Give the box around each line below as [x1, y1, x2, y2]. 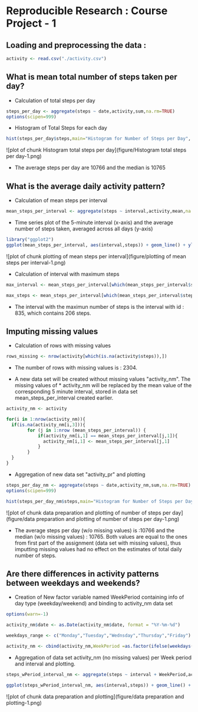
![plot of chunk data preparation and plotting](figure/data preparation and [6, 693, 184, 700]
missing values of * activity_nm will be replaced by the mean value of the [14, 382, 192, 389]
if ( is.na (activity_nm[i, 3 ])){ [11, 421, 85, 428]
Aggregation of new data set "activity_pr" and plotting [14, 470, 146, 478]
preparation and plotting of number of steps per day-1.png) [36, 515, 180, 522]
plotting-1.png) [6, 699, 42, 706]
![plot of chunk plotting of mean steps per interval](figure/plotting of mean [6, 252, 187, 260]
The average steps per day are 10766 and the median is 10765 [14, 164, 166, 172]
